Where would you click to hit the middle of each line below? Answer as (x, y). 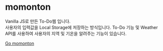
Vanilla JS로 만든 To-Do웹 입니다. (38, 21)
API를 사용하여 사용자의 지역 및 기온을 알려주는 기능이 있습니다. (66, 33)
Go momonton (20, 43)
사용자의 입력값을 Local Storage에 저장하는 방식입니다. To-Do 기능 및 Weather (81, 27)
